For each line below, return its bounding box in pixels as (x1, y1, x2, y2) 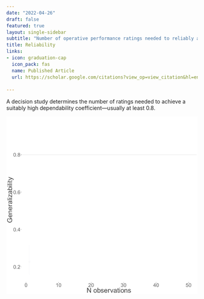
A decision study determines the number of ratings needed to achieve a (6, 98, 186, 105)
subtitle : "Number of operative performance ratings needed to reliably (6, 35, 194, 42)
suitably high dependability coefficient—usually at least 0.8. (6, 104, 156, 112)
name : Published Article (12, 68, 75, 74)
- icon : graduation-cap (6, 55, 67, 61)
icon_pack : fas (12, 61, 50, 67)
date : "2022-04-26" (6, 10, 56, 16)
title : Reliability (6, 42, 56, 48)
